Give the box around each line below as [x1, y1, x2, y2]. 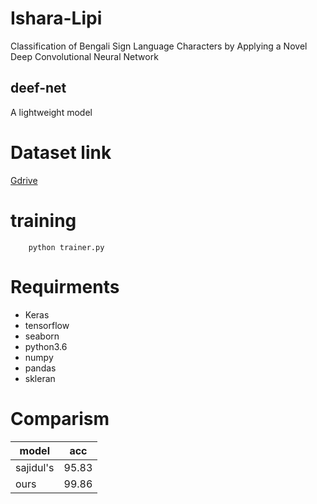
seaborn [24, 330, 60, 342]
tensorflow [24, 319, 70, 331]
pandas [24, 362, 57, 374]
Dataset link [10, 141, 112, 164]
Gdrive [10, 174, 38, 186]
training [10, 209, 77, 232]
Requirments [10, 275, 120, 298]
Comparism [10, 407, 110, 430]
